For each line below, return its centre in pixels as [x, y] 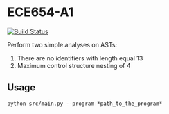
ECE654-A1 [41, 12]
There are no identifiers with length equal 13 [80, 58]
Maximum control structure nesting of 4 [74, 65]
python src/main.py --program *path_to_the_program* [85, 104]
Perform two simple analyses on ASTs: [62, 44]
